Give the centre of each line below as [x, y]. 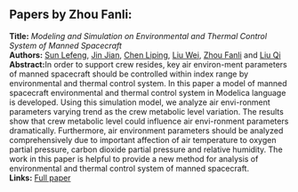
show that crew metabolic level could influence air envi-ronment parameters [149, 121]
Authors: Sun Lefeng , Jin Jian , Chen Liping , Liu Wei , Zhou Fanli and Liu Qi [145, 55]
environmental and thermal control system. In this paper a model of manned [148, 83]
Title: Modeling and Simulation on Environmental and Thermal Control [138, 36]
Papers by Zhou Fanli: [71, 15]
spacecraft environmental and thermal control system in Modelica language [148, 92]
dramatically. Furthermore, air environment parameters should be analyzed [146, 130]
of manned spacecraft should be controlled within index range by [129, 74]
